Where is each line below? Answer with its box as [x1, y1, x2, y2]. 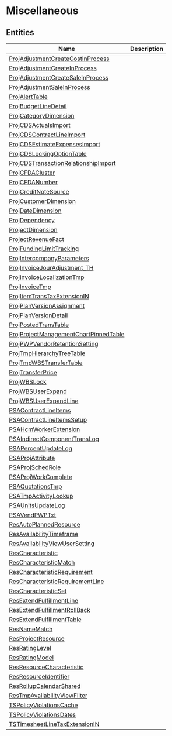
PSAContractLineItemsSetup [9, 416, 87, 424]
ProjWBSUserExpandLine [9, 397, 79, 405]
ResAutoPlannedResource [9, 521, 80, 528]
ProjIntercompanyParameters [9, 254, 89, 262]
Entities [6, 27, 34, 37]
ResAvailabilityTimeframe [9, 530, 79, 538]
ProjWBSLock [9, 378, 47, 386]
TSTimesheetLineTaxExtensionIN [9, 720, 100, 728]
